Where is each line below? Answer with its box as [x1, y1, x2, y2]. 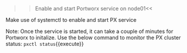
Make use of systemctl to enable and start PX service [5, 16, 137, 23]
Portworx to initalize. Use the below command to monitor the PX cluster [5, 34, 181, 41]
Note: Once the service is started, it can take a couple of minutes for [5, 28, 173, 35]
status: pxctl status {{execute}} [5, 41, 84, 47]
